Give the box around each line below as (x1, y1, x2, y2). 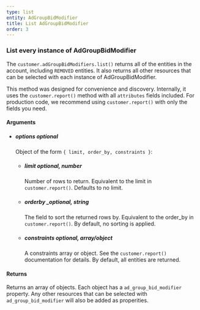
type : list (6, 9, 34, 15)
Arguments (6, 119, 36, 126)
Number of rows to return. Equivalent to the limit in (24, 178, 152, 185)
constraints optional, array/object (24, 234, 113, 241)
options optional (15, 132, 58, 140)
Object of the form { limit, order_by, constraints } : (15, 148, 153, 156)
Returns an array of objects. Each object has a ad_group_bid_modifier (6, 284, 182, 291)
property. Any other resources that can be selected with (6, 290, 148, 298)
